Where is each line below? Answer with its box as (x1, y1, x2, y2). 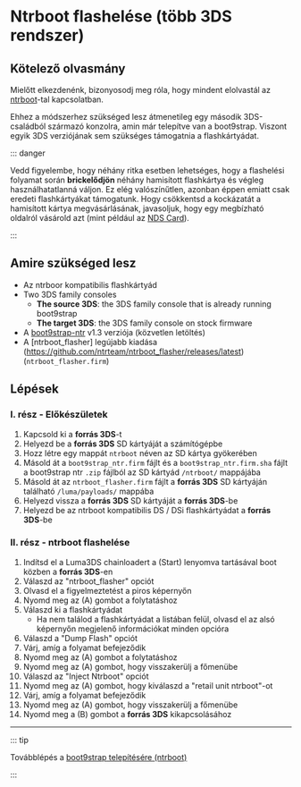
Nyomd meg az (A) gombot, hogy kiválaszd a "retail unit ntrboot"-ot (22, 680, 273, 690)
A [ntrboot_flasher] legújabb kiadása (22, 336, 158, 347)
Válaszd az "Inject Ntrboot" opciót (22, 671, 149, 681)
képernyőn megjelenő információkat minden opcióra (36, 623, 230, 634)
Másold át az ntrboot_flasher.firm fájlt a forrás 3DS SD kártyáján (22, 476, 267, 487)
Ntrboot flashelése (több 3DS (10, 6, 233, 27)
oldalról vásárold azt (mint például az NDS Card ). (10, 213, 190, 223)
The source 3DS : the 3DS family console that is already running (36, 298, 272, 309)
